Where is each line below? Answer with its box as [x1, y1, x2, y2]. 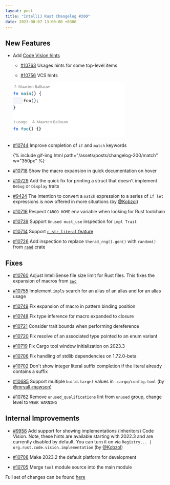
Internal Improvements [5, 414, 80, 423]
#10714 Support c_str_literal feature [12, 229, 94, 235]
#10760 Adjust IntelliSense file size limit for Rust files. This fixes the [12, 272, 155, 278]
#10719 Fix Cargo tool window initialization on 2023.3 [12, 343, 125, 349]
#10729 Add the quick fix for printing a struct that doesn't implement [12, 178, 158, 184]
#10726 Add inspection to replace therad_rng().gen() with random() [12, 238, 156, 245]
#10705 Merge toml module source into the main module [12, 464, 132, 470]
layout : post [5, 8, 33, 13]
